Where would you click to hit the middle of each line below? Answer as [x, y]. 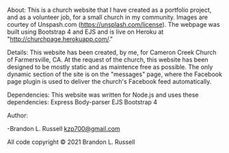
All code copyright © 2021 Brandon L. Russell [71, 142]
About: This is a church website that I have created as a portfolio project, [109, 10]
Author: [18, 115]
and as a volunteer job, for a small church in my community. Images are [108, 17]
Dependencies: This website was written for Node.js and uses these [103, 95]
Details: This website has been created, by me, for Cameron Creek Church [112, 52]
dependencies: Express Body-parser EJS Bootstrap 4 [82, 102]
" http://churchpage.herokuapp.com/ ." [60, 39]
